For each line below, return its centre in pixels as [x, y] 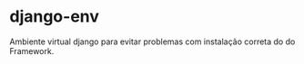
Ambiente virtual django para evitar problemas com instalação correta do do [152, 41]
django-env [55, 17]
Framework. [32, 50]
